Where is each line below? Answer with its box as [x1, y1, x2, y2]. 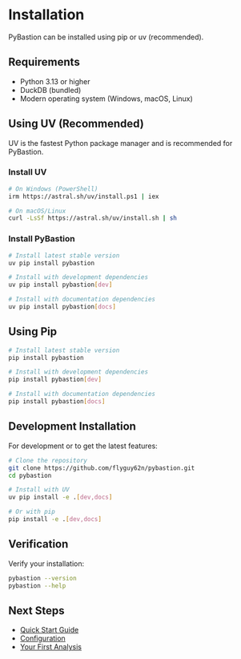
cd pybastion [8, 471, 52, 479]
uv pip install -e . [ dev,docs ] [8, 493, 113, 502]
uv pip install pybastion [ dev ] [8, 281, 113, 289]
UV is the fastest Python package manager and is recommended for [8, 138, 233, 148]
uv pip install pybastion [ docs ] [8, 303, 116, 311]
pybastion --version [8, 574, 78, 582]
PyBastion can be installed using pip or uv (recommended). [8, 32, 204, 42]
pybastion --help [8, 581, 66, 590]
